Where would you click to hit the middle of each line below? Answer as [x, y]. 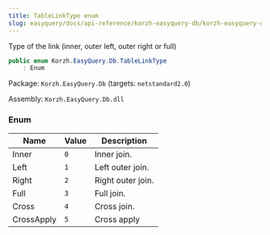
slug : [17, 23]
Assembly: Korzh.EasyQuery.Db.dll [66, 99]
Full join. [110, 193]
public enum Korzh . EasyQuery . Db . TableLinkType [88, 61]
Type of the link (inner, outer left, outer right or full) [92, 46]
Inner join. [113, 154]
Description [124, 140]
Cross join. [115, 206]
